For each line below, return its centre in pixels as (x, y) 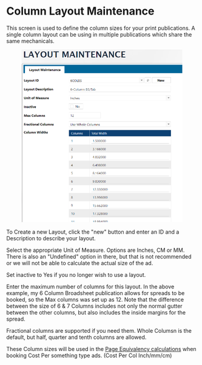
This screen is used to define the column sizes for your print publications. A (101, 28)
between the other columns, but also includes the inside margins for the (96, 313)
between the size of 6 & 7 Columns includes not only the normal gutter (95, 306)
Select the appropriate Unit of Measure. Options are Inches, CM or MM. (96, 250)
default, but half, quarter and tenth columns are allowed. (76, 337)
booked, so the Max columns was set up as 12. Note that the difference (95, 300)
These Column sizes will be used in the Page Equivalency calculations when (101, 349)
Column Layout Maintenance (80, 11)
